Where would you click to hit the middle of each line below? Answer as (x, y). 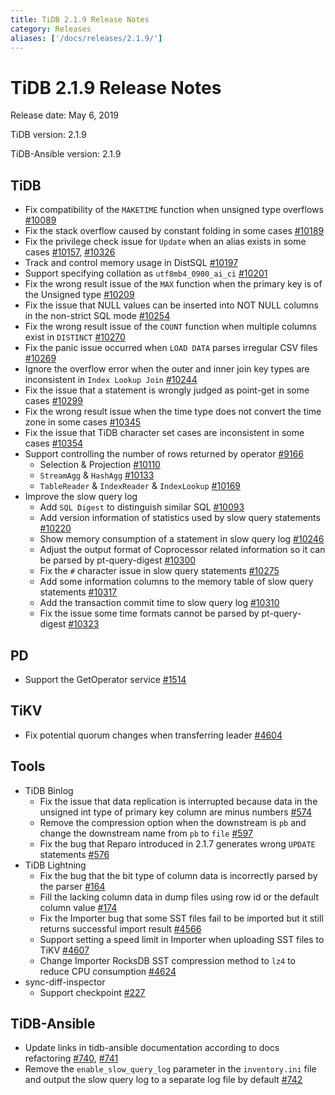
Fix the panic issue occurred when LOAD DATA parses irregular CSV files (171, 348)
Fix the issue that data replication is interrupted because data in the (178, 801)
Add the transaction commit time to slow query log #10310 (159, 603)
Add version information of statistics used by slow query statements (180, 518)
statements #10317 (78, 592)
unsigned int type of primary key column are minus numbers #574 (175, 812)
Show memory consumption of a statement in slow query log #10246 (182, 539)
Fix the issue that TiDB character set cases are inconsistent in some (164, 433)
